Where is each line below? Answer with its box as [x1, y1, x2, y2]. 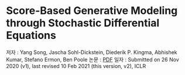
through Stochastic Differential [6, 16, 160, 30]
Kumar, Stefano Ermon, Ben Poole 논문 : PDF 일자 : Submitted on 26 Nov [6, 56, 180, 63]
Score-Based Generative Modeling [6, 4, 178, 17]
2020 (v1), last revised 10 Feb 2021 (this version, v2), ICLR [6, 62, 146, 69]
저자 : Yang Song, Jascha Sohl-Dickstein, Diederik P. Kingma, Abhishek [6, 48, 177, 56]
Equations [6, 29, 57, 42]
